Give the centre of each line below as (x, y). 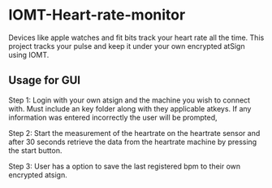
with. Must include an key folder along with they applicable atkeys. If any (130, 108)
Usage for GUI (45, 80)
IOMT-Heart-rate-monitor (97, 15)
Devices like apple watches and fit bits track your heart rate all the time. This (136, 37)
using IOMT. (29, 55)
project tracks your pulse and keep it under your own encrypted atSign (127, 46)
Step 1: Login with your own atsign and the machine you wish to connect (129, 100)
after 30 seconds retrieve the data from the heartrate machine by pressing (133, 142)
